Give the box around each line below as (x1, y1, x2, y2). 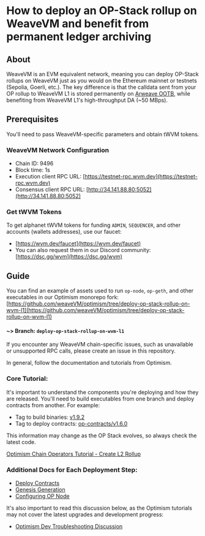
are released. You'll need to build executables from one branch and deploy (6, 395, 195, 402)
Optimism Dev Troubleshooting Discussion (15, 523, 123, 530)
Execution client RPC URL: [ (15, 173, 85, 180)
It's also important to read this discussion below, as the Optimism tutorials (6, 504, 193, 512)
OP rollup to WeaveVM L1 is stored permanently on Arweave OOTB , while (6, 90, 191, 97)
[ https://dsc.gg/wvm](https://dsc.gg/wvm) (15, 253, 122, 261)
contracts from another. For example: (6, 401, 100, 408)
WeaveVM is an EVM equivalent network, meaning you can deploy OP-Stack (6, 71, 199, 77)
